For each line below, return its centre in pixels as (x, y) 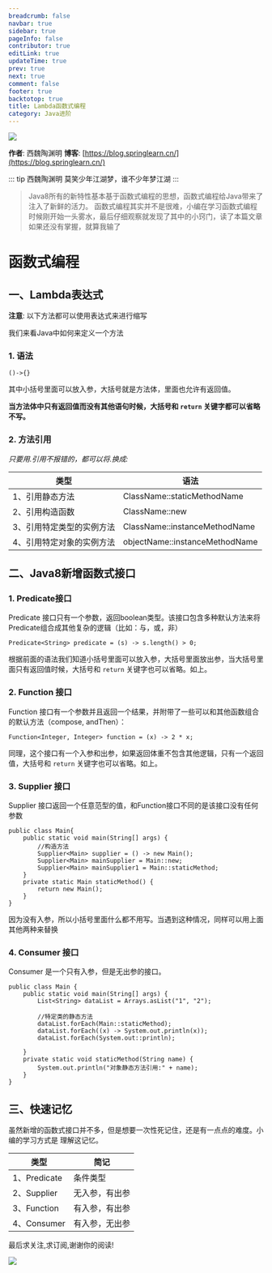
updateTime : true (38, 62)
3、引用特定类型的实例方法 (64, 527)
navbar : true (30, 23)
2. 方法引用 (30, 440)
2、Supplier (35, 1193)
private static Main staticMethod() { (88, 882)
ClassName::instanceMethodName (189, 526)
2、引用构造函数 (44, 511)
